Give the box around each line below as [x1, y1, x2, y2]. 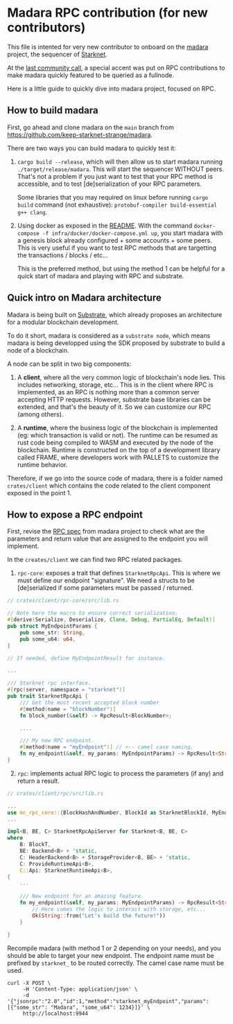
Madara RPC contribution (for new [7, 5, 208, 21]
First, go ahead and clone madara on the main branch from [7, 123, 175, 131]
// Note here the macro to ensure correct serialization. [7, 610, 178, 617]
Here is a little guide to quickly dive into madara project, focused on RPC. [7, 84, 216, 93]
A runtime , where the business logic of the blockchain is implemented [17, 423, 218, 432]
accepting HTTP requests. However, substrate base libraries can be [17, 395, 212, 403]
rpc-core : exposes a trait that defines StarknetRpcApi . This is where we [17, 569, 221, 577]
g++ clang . [17, 207, 48, 216]
